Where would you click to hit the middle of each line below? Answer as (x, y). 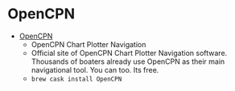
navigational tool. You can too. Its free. (95, 69)
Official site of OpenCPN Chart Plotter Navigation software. (129, 53)
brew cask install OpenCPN (76, 79)
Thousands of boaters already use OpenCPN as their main (128, 61)
